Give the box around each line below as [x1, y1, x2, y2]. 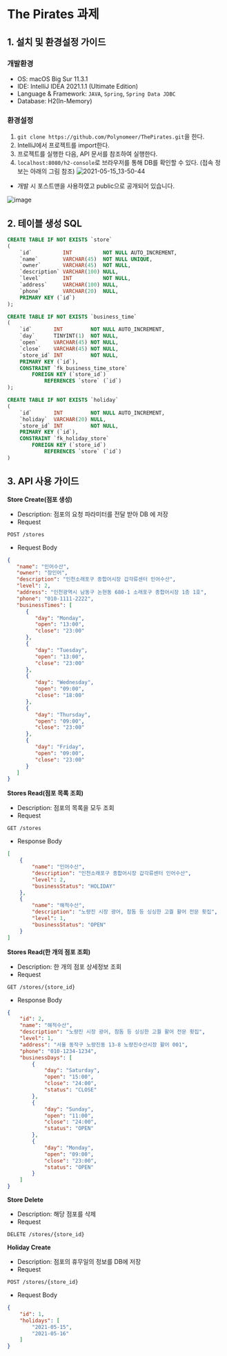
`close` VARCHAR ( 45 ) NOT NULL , [19, 345, 119, 352]
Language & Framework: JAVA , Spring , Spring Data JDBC [17, 89, 176, 98]
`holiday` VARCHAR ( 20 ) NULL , [19, 416, 107, 423]
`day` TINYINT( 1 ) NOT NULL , [19, 333, 119, 340]
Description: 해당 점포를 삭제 [17, 1210, 97, 1218]
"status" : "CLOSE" [43, 1086, 97, 1093]
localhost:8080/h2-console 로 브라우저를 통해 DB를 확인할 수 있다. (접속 [17, 159, 214, 167]
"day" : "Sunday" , [43, 1106, 95, 1113]
